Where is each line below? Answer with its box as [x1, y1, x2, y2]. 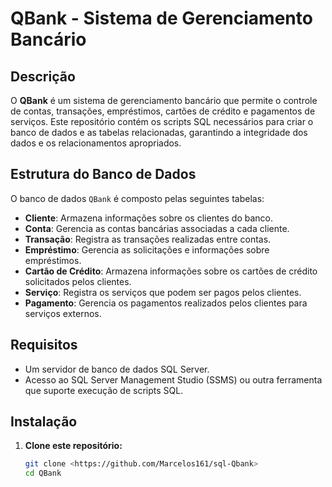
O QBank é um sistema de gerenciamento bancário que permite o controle [10, 95, 318, 106]
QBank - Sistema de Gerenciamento [10, 7, 313, 30]
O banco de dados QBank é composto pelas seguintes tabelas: [10, 192, 265, 204]
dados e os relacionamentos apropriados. [10, 137, 182, 149]
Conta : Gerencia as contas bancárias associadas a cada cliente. [24, 222, 290, 234]
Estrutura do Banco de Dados [10, 166, 197, 183]
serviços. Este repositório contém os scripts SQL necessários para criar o [10, 116, 314, 127]
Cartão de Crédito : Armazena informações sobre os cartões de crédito [24, 265, 318, 277]
